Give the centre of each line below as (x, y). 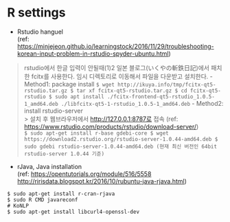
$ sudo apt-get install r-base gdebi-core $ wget (96, 133)
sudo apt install (79, 97)
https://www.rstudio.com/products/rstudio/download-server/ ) (111, 126)
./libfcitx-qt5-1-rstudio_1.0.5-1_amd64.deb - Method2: (142, 103)
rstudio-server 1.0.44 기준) (64, 154)
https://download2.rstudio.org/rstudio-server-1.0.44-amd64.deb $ (121, 139)
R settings (36, 13)
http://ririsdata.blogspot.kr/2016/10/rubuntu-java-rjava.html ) (102, 181)
